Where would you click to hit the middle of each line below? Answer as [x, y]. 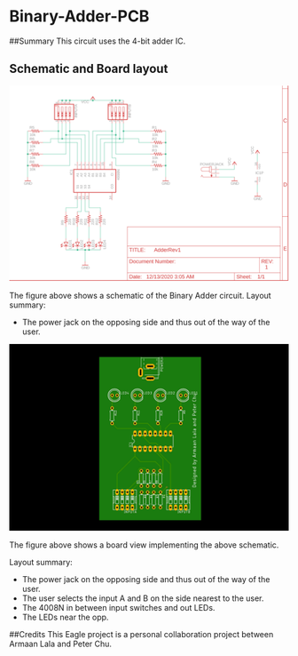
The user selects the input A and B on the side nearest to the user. [143, 598]
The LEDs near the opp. [65, 617]
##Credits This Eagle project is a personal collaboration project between [141, 634]
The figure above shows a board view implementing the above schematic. [144, 545]
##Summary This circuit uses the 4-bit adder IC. [98, 41]
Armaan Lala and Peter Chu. [61, 644]
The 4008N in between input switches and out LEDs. [118, 607]
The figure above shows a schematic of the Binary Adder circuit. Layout [141, 296]
